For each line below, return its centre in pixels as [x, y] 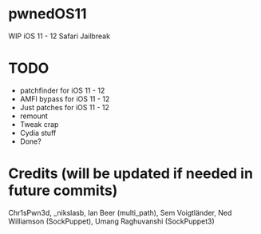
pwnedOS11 [47, 14]
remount [34, 116]
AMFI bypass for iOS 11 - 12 [65, 99]
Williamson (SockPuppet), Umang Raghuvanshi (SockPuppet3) [112, 221]
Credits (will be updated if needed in [131, 174]
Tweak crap [39, 124]
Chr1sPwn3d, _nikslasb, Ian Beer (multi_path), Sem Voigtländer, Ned [120, 212]
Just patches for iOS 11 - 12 [65, 107]
